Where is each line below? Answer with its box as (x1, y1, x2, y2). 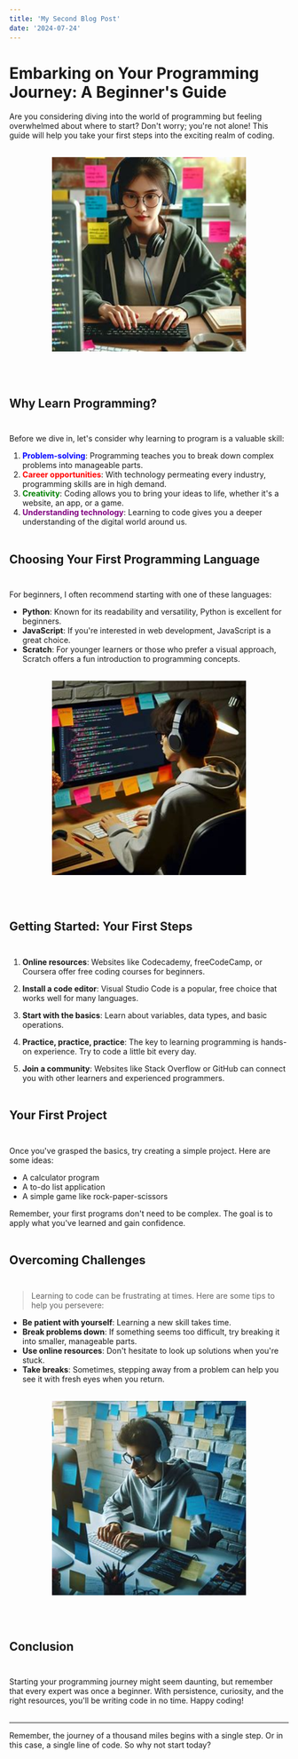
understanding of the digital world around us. (21, 516, 188, 528)
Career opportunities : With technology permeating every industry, (21, 469, 266, 480)
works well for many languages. (21, 992, 139, 1003)
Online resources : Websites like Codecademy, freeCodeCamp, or (21, 956, 263, 967)
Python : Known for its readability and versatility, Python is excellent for (21, 607, 282, 617)
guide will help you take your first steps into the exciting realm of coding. (9, 130, 275, 141)
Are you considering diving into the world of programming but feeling (9, 111, 263, 122)
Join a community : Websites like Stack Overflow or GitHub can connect (21, 1063, 286, 1074)
